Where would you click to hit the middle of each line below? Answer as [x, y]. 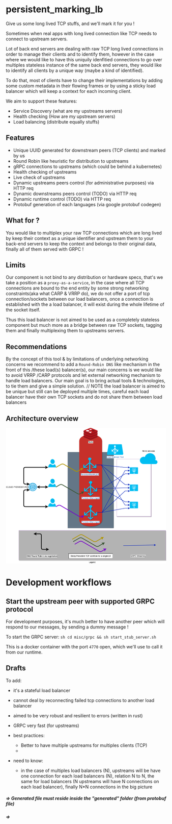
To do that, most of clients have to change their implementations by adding [84, 80]
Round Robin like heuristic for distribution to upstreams [71, 161]
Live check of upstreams [39, 177]
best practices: [29, 735]
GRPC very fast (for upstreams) [46, 725]
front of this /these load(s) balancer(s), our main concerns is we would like [84, 370]
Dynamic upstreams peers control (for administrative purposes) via [83, 183]
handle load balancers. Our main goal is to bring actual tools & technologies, [86, 381]
